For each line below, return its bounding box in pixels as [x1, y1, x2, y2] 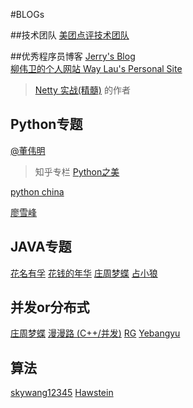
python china [10, 185, 65, 198]
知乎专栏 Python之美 [34, 165, 120, 178]
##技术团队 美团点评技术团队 [10, 29, 130, 41]
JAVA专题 [10, 239, 72, 256]
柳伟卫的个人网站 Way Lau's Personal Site [10, 63, 183, 74]
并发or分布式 [10, 299, 90, 316]
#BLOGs [10, 9, 45, 20]
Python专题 [10, 116, 83, 133]
